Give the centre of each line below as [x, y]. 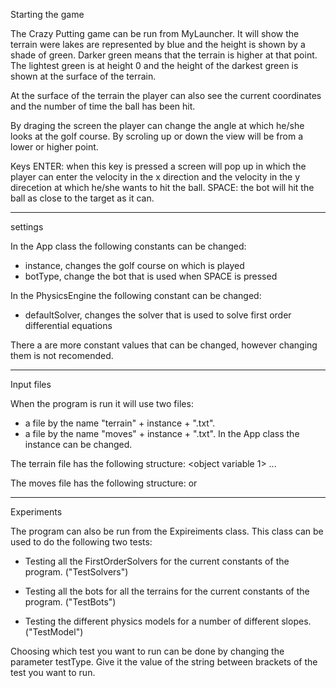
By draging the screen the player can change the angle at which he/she [157, 125]
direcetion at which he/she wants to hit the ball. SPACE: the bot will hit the [162, 187]
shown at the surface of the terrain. [83, 76]
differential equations [68, 325]
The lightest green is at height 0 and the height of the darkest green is [154, 65]
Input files [31, 384]
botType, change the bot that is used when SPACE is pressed [151, 276]
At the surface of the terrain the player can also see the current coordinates [166, 95]
